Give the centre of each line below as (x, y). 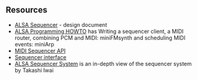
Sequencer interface (40, 57)
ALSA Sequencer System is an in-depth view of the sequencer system (103, 64)
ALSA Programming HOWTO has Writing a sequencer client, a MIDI (99, 31)
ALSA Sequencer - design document (61, 24)
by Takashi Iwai (34, 70)
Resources (27, 10)
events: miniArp (34, 44)
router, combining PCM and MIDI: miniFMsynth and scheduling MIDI (100, 38)
